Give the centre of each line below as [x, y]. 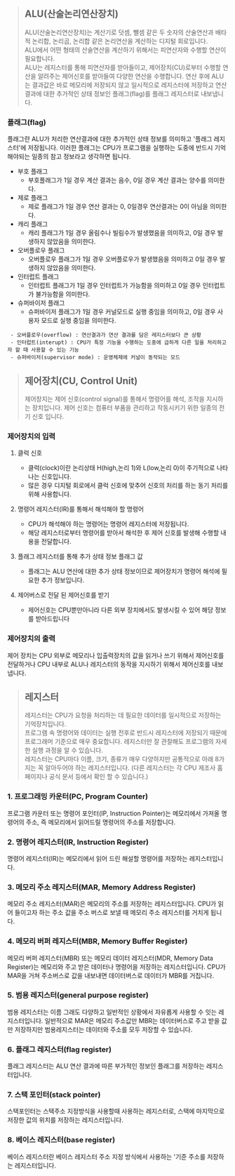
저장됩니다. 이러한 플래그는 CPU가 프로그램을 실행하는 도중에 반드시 [120, 148]
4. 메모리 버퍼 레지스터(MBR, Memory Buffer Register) [98, 942]
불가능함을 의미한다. [63, 294]
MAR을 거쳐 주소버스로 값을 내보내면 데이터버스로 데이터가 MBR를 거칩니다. [111, 975]
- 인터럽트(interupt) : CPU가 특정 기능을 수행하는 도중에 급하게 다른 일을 [107, 343]
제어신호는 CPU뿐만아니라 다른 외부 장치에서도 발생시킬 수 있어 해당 [121, 610]
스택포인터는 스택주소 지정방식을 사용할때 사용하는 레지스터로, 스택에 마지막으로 [116, 1111]
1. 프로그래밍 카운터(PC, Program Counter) [78, 796]
